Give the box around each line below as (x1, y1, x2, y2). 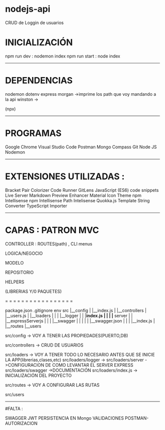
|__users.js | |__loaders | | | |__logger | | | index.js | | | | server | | (5, 313, 133, 319)
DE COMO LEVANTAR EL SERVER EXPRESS (45, 362, 134, 368)
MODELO (5, 260, 24, 266)
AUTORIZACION (5, 420, 38, 426)
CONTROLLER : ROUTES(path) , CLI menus (5, 241, 92, 246)
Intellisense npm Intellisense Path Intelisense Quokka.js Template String (5, 197, 150, 203)
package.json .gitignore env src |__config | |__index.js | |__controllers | (5, 307, 147, 313)
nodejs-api (5, 3, 51, 15)
